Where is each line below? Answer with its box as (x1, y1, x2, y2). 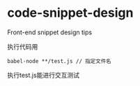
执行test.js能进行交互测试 (7, 71, 80, 79)
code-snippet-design (7, 5, 134, 21)
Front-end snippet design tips (7, 28, 93, 36)
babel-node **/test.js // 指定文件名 (7, 57, 111, 64)
